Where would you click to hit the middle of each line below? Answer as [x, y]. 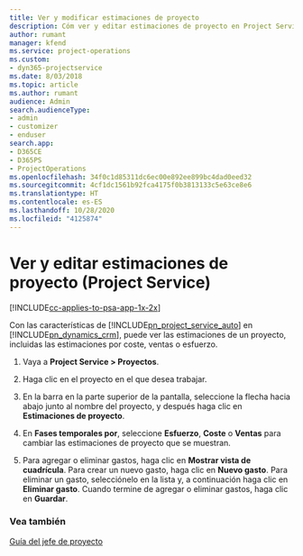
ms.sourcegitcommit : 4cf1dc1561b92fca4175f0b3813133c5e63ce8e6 [131, 186]
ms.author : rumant [44, 93]
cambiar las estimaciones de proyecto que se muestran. [127, 442]
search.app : [32, 143]
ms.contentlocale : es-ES [56, 202]
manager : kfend [38, 43]
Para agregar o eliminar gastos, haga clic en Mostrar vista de [136, 460]
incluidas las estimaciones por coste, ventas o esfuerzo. [114, 344]
